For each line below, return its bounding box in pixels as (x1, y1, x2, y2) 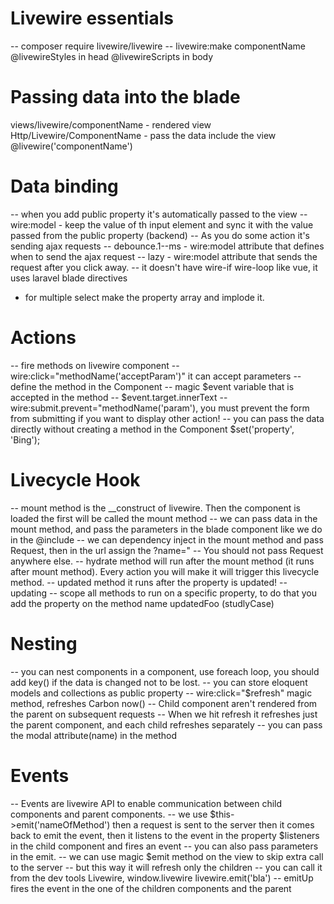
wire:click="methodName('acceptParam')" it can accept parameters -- (10, 370, 302, 382)
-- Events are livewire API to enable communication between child (10, 797, 283, 809)
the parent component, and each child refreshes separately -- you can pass (10, 718, 323, 731)
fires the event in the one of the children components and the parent (10, 882, 292, 894)
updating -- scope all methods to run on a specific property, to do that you (10, 587, 317, 599)
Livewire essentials (10, 7, 174, 30)
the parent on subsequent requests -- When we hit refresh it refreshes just (10, 708, 318, 720)
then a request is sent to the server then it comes (112, 818, 315, 831)
